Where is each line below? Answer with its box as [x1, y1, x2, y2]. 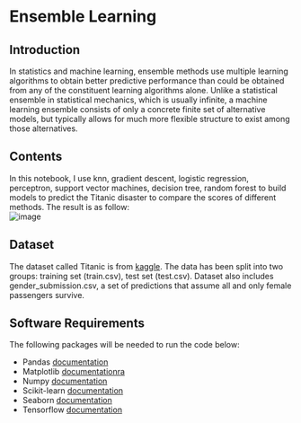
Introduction [9, 42, 81, 57]
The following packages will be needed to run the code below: [9, 339, 240, 350]
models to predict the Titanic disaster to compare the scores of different [9, 191, 277, 203]
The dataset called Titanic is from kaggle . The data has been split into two [9, 260, 284, 271]
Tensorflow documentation [22, 404, 123, 415]
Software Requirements [9, 316, 146, 331]
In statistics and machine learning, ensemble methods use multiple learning [9, 66, 289, 76]
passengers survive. [9, 289, 85, 300]
